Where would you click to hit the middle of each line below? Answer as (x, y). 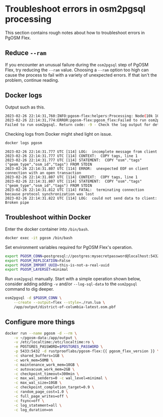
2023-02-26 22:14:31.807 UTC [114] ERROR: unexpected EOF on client (77, 169)
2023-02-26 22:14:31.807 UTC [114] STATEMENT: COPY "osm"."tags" (73, 182)
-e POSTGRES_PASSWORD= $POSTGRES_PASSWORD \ (58, 347)
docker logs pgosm (24, 143)
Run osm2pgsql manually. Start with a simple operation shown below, (73, 279)
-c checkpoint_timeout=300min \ (46, 374)
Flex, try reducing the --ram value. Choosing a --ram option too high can (77, 70)
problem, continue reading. (32, 80)
